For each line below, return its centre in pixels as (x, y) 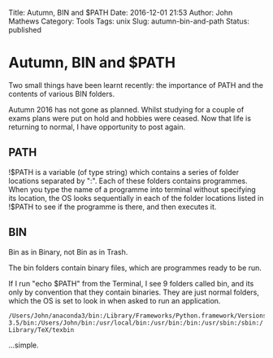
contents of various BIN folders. (62, 94)
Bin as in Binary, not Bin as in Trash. (68, 251)
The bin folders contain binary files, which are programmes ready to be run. (135, 268)
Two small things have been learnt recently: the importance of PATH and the (136, 85)
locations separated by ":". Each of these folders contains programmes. (128, 181)
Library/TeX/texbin (41, 330)
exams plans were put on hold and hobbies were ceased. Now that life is (130, 118)
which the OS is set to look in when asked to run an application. (115, 300)
